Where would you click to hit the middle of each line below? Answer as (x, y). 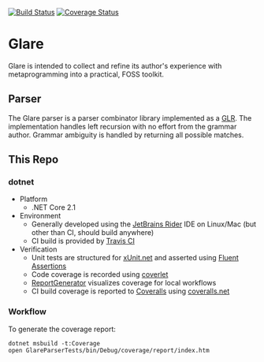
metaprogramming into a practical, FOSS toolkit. (86, 74)
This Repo (33, 160)
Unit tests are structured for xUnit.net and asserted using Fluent (135, 258)
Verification (38, 249)
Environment (40, 216)
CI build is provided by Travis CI (83, 241)
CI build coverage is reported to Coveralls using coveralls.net (130, 291)
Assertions (49, 266)
